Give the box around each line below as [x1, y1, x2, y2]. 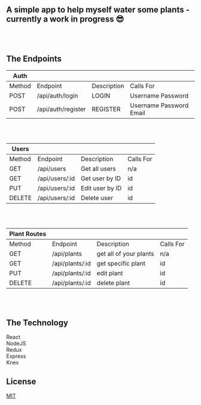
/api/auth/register [36, 105, 86, 113]
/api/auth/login [36, 91, 78, 99]
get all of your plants [96, 249, 154, 258]
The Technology [6, 318, 69, 328]
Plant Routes [9, 229, 47, 238]
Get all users [80, 164, 116, 173]
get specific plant [96, 259, 145, 267]
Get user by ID [80, 174, 121, 182]
